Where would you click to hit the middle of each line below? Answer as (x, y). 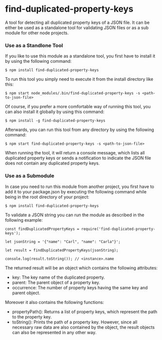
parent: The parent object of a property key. (56, 282)
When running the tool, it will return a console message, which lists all (75, 153)
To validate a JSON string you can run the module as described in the (75, 215)
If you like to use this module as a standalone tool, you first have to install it (80, 56)
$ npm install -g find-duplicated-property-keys (55, 121)
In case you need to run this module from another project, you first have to (80, 187)
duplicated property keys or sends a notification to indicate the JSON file (78, 158)
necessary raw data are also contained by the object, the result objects (83, 327)
